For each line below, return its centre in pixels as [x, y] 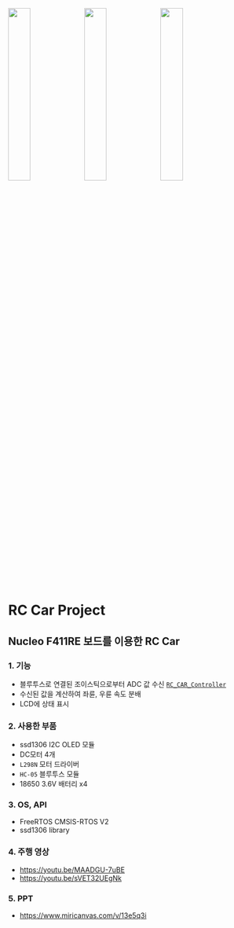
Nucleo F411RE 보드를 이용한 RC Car [94, 641]
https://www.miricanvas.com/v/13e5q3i [83, 915]
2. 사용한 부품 [33, 726]
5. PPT [21, 898]
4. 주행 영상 [29, 852]
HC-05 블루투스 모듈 [49, 774]
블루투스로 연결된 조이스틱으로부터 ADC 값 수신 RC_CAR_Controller [122, 684]
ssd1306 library [44, 830]
